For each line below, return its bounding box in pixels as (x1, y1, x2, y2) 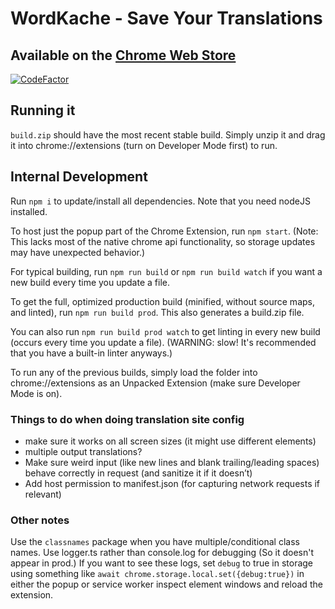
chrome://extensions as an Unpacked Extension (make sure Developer (10, 377, 301, 389)
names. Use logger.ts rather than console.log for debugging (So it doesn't (10, 547, 314, 559)
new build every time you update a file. (10, 276, 170, 288)
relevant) (24, 488, 62, 500)
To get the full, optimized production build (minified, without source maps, (10, 295, 315, 307)
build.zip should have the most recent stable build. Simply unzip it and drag (10, 128, 326, 141)
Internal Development (10, 168, 148, 186)
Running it (10, 102, 76, 119)
